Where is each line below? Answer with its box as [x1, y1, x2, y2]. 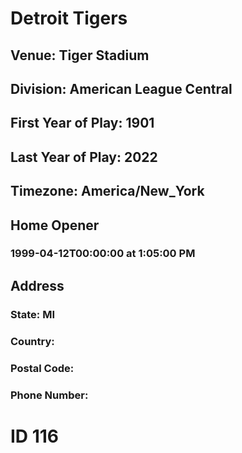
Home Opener [10, 217, 100, 234]
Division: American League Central [10, 80, 233, 97]
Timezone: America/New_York [10, 183, 205, 200]
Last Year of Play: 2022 [10, 148, 158, 166]
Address [10, 277, 65, 294]
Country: [10, 334, 55, 348]
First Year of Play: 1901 [10, 115, 155, 132]
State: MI [10, 307, 56, 321]
